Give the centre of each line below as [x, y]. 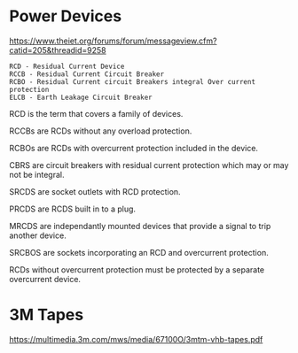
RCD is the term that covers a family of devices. [96, 113]
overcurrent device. [45, 279]
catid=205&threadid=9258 [58, 50]
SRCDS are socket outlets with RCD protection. [95, 191]
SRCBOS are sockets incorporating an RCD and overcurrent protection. [139, 252]
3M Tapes [47, 315]
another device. [38, 235]
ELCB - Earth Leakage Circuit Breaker [81, 97]
